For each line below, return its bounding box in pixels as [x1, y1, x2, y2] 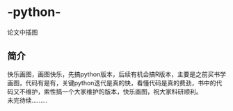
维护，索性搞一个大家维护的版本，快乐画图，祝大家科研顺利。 [25, 87, 202, 96]
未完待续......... [7, 96, 48, 104]
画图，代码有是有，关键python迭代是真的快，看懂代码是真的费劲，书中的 [7, 78, 216, 87]
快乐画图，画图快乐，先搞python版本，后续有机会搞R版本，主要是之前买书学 [7, 70, 226, 78]
